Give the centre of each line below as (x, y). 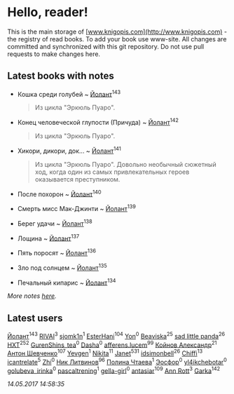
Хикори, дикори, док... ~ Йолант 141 (69, 150)
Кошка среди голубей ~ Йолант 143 (69, 93)
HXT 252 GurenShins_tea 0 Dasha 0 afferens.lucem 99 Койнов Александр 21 (112, 344)
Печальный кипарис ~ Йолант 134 (67, 282)
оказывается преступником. (77, 179)
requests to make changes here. (54, 54)
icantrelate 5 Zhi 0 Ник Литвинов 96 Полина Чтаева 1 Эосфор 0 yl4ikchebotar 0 (117, 361)
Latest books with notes (61, 76)
